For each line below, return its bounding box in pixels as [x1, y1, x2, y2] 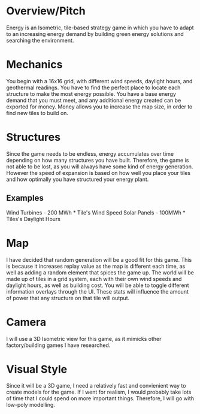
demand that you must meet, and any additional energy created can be [6, 96, 181, 104]
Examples [6, 193, 44, 203]
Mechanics [6, 58, 63, 71]
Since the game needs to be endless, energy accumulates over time [6, 150, 174, 157]
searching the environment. [6, 37, 74, 44]
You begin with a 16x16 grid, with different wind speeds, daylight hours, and [6, 77, 193, 84]
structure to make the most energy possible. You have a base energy [6, 90, 177, 97]
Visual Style [6, 362, 68, 376]
